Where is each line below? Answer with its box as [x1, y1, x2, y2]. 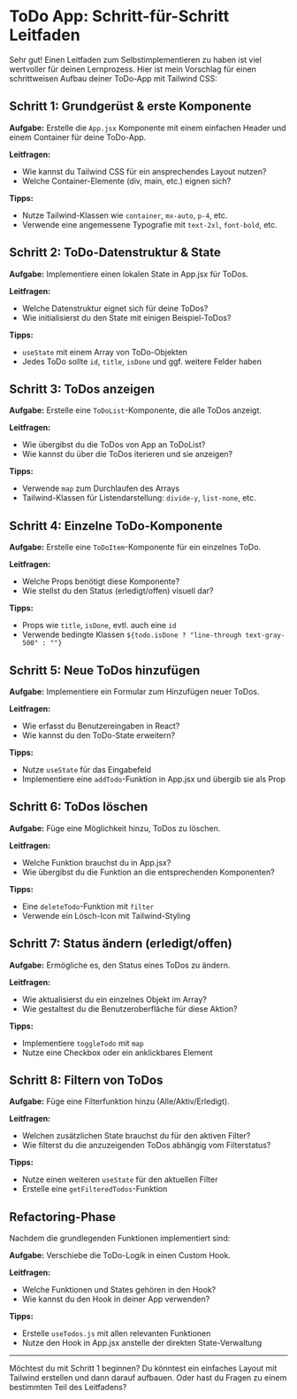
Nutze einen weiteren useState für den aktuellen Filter [21, 1174, 218, 1185]
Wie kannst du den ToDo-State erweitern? [21, 730, 175, 741]
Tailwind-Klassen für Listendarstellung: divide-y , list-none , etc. [21, 493, 256, 503]
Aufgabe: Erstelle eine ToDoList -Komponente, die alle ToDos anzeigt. [9, 405, 263, 416]
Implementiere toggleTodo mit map [21, 1038, 144, 1048]
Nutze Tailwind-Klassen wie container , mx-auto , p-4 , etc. [21, 210, 228, 221]
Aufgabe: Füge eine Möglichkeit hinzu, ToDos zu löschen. [9, 822, 221, 834]
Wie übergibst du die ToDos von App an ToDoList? [21, 439, 206, 450]
